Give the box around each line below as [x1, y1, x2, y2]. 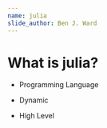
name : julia [7, 11, 47, 20]
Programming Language [18, 80, 99, 90]
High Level [18, 111, 55, 121]
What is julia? [7, 54, 99, 72]
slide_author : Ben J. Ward [7, 19, 97, 27]
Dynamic [18, 95, 49, 105]
